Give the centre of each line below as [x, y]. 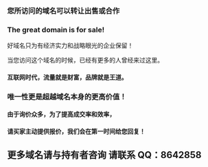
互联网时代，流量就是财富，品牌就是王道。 [67, 77]
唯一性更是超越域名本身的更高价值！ [67, 96]
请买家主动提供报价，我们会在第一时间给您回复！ [76, 131]
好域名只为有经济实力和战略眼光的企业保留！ [70, 45]
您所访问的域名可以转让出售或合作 [63, 10]
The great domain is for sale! [56, 30]
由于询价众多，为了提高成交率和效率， [61, 114]
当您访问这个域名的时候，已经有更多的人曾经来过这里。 [85, 60]
